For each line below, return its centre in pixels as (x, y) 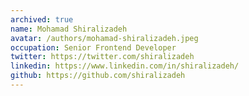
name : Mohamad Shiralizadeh (69, 29)
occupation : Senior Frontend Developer (93, 47)
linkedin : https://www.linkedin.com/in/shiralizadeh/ (125, 66)
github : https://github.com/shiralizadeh (98, 76)
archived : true (42, 19)
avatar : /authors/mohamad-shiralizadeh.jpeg (104, 38)
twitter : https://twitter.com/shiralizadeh (102, 57)
